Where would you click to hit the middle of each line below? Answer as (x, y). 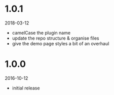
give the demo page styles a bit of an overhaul (61, 43)
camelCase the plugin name (41, 33)
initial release (26, 88)
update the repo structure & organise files (55, 38)
